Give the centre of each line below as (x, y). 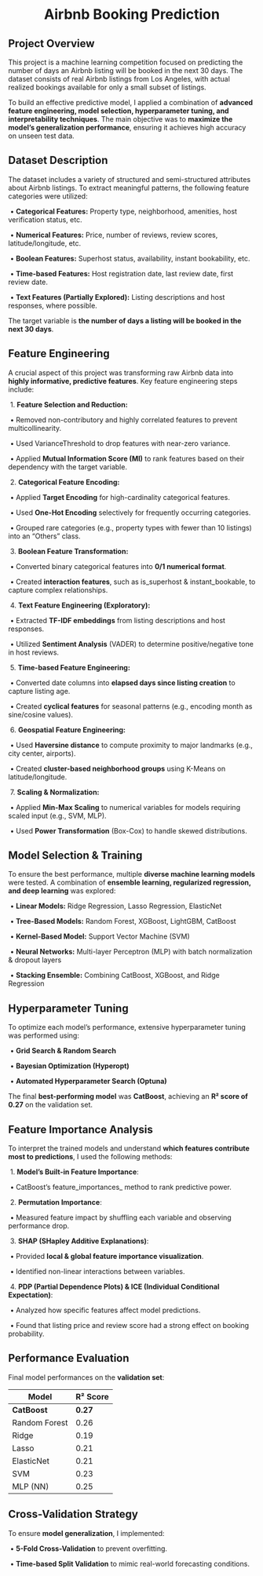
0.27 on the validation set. (50, 1105)
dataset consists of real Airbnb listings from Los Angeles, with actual (119, 79)
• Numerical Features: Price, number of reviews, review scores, (114, 235)
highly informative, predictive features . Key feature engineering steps (123, 381)
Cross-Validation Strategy (73, 1514)
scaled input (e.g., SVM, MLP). (58, 815)
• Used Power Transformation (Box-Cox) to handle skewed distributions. (128, 830)
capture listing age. (39, 691)
